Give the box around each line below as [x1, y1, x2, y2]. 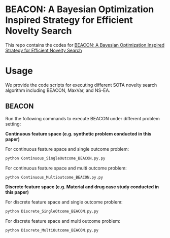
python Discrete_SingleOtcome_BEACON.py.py [5, 209, 99, 214]
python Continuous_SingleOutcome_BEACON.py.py [5, 156, 106, 161]
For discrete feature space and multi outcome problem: [5, 218, 121, 224]
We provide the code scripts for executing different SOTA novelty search [5, 82, 157, 88]
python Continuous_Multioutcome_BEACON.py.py [5, 175, 103, 180]
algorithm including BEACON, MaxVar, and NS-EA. [5, 87, 111, 93]
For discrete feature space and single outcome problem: [5, 199, 123, 205]
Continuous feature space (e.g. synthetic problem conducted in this [5, 130, 152, 137]
